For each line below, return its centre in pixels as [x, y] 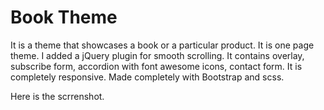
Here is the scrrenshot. [57, 96]
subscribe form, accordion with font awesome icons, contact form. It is [156, 66]
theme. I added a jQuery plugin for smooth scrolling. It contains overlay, [157, 55]
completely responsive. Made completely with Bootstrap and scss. [147, 77]
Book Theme [64, 17]
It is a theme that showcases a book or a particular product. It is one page [162, 45]
